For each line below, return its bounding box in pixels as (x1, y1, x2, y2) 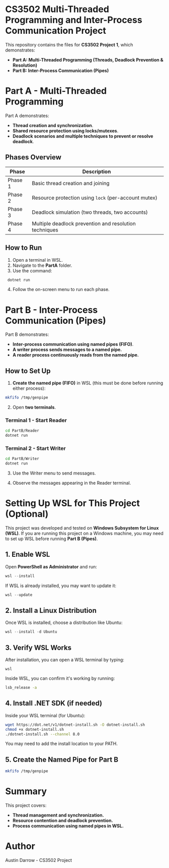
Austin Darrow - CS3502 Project (5, 857, 72, 863)
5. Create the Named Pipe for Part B (5, 755, 119, 764)
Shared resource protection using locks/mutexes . (12, 128, 119, 134)
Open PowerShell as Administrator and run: (5, 563, 97, 569)
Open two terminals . (12, 404, 56, 410)
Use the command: (12, 267, 52, 273)
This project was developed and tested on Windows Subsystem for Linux (5, 525, 159, 531)
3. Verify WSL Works (5, 643, 72, 652)
